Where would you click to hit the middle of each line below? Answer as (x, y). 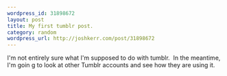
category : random (32, 32)
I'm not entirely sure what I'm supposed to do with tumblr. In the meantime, (114, 58)
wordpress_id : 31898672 (41, 13)
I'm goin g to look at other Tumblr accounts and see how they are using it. (111, 65)
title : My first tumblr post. (50, 26)
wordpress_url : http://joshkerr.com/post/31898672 (81, 39)
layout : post (26, 20)
